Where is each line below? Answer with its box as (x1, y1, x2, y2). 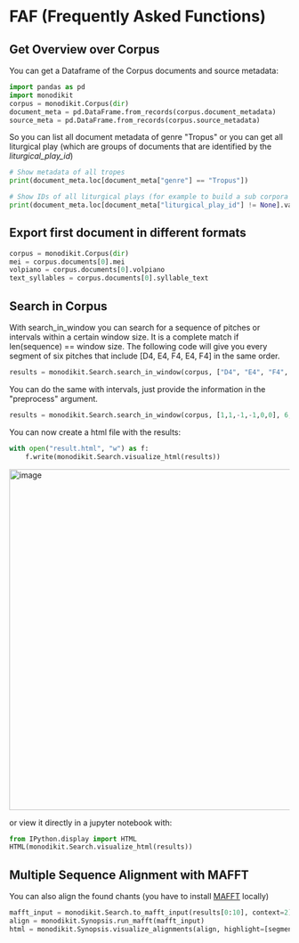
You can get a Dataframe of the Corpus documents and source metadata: (9, 65, 279, 76)
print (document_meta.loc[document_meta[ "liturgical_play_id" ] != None (9, 201, 277, 209)
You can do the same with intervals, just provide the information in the (9, 383, 266, 394)
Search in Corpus (9, 299, 109, 314)
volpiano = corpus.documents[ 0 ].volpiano (9, 266, 166, 275)
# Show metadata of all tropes (9, 168, 125, 177)
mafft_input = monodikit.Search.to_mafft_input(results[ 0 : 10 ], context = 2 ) (9, 908, 293, 917)
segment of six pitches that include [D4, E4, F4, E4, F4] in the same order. (9, 350, 280, 361)
